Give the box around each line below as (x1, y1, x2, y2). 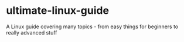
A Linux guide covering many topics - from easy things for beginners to (6, 23, 179, 30)
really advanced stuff (6, 29, 57, 36)
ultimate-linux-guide (6, 4, 110, 17)
